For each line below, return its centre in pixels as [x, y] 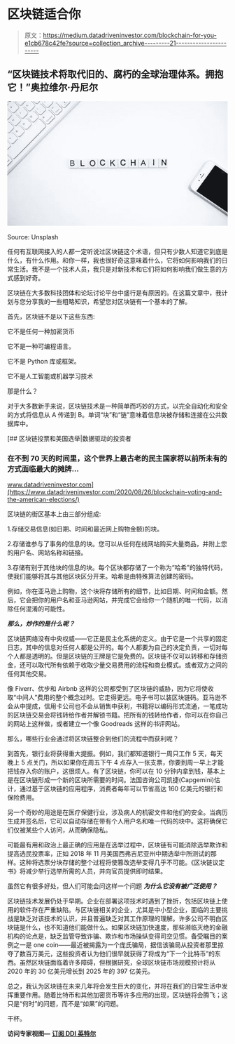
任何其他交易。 [29, 673]
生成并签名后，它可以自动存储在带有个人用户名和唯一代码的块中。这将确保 [114, 821]
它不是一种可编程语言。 [41, 346]
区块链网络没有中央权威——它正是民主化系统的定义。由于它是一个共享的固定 [117, 638]
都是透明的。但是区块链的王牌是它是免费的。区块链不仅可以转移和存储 [120, 656]
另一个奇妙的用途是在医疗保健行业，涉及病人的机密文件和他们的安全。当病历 [117, 812]
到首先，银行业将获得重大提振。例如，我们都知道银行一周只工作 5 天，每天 [115, 753]
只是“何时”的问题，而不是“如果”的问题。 [65, 1003]
